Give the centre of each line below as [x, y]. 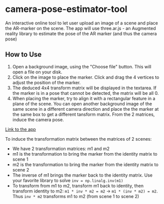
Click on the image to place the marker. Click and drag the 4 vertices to [86, 77]
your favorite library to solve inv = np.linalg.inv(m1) [68, 180]
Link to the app [20, 129]
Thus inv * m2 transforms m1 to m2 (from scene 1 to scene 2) [76, 196]
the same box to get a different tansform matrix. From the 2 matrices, [83, 114]
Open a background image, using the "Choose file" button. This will [82, 66]
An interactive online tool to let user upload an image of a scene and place [82, 23]
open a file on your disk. [37, 72]
